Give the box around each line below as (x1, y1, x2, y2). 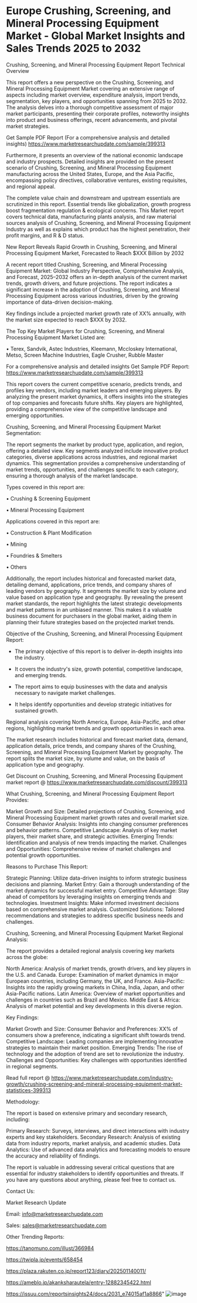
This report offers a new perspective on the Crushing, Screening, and (6, 78, 174, 86)
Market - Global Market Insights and (6, 29, 186, 42)
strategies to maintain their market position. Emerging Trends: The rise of (6, 1044, 183, 1051)
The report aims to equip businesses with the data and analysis (14, 683, 168, 690)
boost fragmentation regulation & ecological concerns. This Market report (6, 207, 184, 214)
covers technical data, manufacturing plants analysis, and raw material (6, 213, 177, 220)
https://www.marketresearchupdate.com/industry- (51, 1074, 174, 1081)
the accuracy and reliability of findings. (6, 1152, 101, 1159)
